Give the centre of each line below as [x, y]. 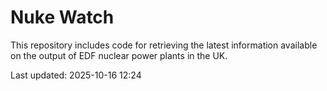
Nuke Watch [62, 17]
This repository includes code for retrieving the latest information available [164, 45]
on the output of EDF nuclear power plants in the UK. [119, 55]
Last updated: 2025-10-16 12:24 [76, 75]
